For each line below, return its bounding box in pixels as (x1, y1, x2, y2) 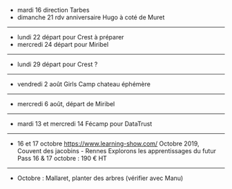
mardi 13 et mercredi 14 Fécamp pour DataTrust (17, 120, 153, 128)
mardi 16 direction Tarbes (17, 6, 90, 14)
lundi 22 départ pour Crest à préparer (17, 33, 124, 41)
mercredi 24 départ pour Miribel (17, 41, 109, 48)
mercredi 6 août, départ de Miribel (17, 100, 115, 108)
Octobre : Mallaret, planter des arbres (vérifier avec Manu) (17, 174, 184, 182)
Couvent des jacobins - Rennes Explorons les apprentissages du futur (17, 147, 216, 155)
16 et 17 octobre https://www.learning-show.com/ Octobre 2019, (17, 139, 200, 148)
